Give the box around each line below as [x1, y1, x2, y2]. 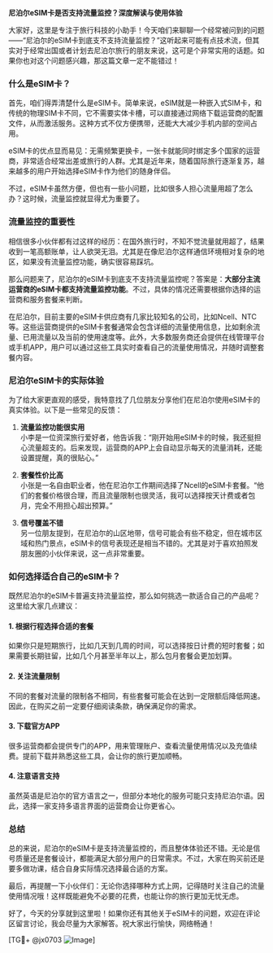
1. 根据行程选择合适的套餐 [8, 621, 94, 630]
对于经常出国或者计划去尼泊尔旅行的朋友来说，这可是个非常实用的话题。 [15, 46, 258, 55]
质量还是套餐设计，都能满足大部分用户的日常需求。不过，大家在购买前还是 [15, 854, 265, 863]
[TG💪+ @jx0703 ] [8, 935, 96, 945]
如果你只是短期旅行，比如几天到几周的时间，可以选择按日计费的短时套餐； [8, 641, 258, 651]
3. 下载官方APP [8, 721, 60, 731]
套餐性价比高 [19, 470, 63, 480]
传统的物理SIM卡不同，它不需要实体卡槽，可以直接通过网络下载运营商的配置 [8, 108, 264, 118]
